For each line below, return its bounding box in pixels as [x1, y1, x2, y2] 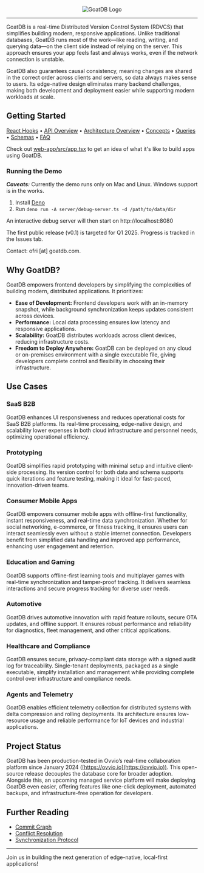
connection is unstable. [6, 55, 65, 63]
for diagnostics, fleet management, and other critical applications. [6, 627, 171, 634]
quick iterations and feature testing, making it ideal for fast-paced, [6, 475, 172, 482]
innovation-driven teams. [6, 481, 69, 489]
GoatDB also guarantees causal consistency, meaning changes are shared [6, 68, 192, 74]
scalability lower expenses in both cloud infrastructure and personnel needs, [6, 426, 198, 434]
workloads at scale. [6, 93, 55, 100]
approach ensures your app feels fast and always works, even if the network [6, 49, 198, 56]
